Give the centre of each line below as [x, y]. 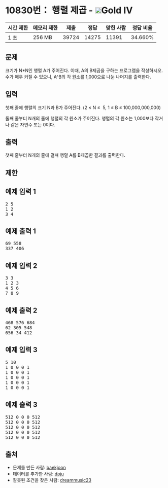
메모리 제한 [45, 27]
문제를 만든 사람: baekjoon [39, 468]
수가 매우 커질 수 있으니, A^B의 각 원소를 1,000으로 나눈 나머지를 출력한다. [78, 77]
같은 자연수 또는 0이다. [33, 124]
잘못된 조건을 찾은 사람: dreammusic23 [52, 480]
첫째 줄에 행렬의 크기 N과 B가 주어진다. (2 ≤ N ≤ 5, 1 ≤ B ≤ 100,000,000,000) [83, 108]
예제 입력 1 [21, 191]
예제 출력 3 [21, 405]
